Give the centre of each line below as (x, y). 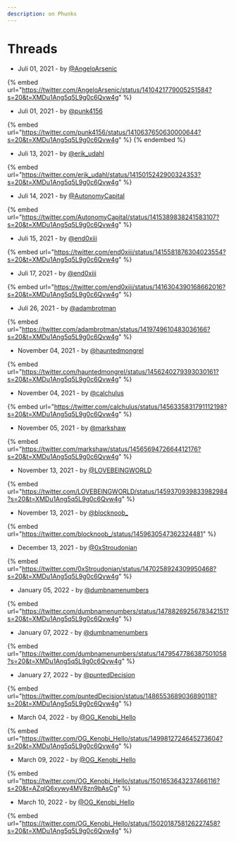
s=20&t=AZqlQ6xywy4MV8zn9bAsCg (62, 788)
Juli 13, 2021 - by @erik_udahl (61, 153)
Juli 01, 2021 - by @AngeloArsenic (67, 69)
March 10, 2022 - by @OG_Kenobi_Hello (76, 802)
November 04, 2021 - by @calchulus (71, 392)
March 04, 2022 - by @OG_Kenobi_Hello (76, 717)
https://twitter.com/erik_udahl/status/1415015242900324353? (111, 175)
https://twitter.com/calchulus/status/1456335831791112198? (141, 407)
